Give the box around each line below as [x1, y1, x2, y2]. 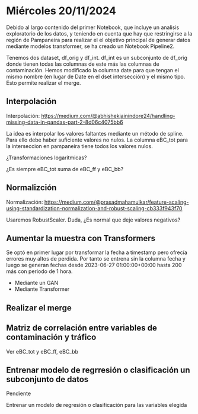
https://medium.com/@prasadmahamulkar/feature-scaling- [44, 198, 189, 206]
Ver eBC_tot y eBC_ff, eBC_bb [6, 348, 79, 355]
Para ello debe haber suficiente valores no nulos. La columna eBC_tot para [6, 136, 189, 143]
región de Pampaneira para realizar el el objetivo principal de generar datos [6, 36, 191, 43]
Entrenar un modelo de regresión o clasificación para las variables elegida [6, 402, 187, 409]
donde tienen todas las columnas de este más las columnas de [6, 60, 159, 68]
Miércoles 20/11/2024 [6, 4, 117, 18]
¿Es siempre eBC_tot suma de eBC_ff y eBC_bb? [6, 165, 124, 172]
